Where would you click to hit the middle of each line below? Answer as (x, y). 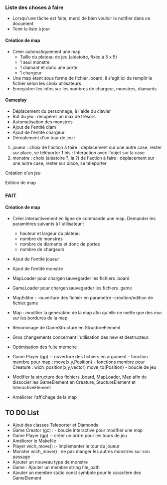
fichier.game (25, 303)
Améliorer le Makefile (34, 441)
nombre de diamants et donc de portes (60, 244)
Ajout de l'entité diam (34, 127)
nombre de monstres (41, 239)
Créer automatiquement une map (46, 51)
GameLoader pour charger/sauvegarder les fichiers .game (72, 288)
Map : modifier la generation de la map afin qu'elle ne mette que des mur (87, 312)
